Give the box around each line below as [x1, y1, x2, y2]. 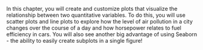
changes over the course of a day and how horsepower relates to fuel [6, 24, 182, 31]
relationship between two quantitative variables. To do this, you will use [6, 11, 186, 19]
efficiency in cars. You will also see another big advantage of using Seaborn [6, 31, 198, 38]
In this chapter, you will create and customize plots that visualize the [6, 5, 178, 12]
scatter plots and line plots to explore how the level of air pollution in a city [6, 18, 193, 25]
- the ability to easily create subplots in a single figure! [6, 37, 143, 44]
